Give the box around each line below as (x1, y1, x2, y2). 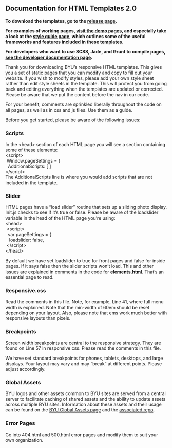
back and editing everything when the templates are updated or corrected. (5, 86, 163, 92)
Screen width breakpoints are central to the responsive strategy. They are (5, 339, 161, 346)
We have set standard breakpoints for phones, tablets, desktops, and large (5, 355, 163, 361)
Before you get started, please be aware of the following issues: (5, 117, 141, 123)
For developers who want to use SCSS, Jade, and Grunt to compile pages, (5, 48, 166, 55)
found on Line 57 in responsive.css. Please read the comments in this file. (5, 345, 161, 351)
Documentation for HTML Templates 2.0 (5, 4, 137, 13)
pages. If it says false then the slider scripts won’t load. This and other (5, 263, 154, 270)
